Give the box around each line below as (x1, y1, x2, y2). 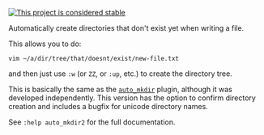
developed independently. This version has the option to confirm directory (8, 93, 257, 103)
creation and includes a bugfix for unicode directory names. (8, 102, 208, 111)
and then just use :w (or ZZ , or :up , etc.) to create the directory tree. (8, 69, 232, 78)
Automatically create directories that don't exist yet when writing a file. (8, 23, 245, 32)
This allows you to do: (8, 39, 82, 49)
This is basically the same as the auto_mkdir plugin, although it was (8, 85, 232, 94)
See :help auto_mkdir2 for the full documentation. (8, 117, 176, 127)
